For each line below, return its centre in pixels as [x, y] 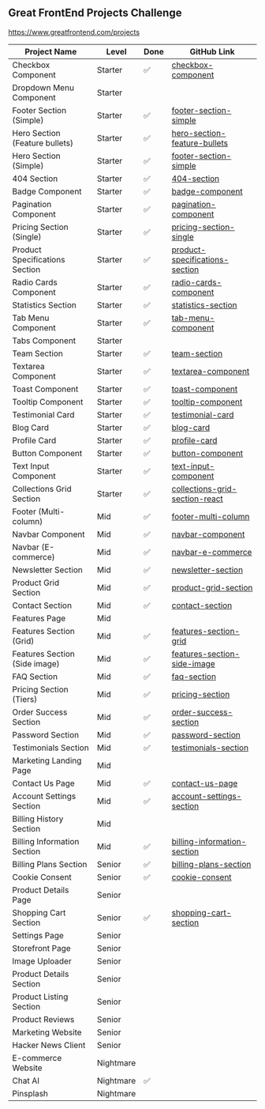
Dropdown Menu [43, 88]
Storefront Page [41, 948]
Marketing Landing [47, 760]
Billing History [38, 819]
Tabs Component [44, 341]
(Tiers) [25, 699]
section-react [197, 499]
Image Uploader [42, 961]
